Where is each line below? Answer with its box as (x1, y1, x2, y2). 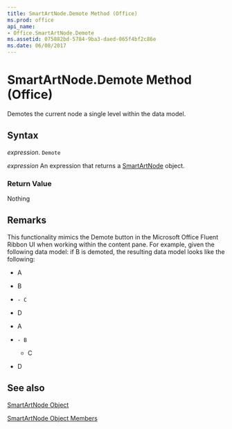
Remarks (7, 214, 47, 226)
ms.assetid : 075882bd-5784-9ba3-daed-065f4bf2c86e (7, 36, 157, 43)
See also (7, 382, 45, 394)
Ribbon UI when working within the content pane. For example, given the (7, 240, 215, 248)
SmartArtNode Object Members (7, 414, 98, 422)
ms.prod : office (7, 17, 54, 24)
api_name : (7, 23, 36, 30)
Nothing (7, 194, 30, 203)
